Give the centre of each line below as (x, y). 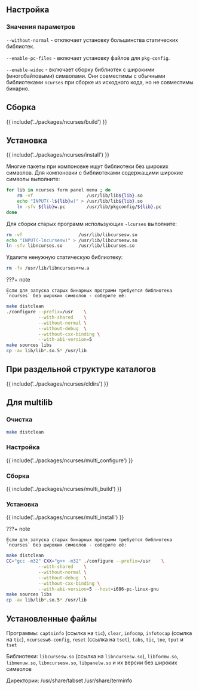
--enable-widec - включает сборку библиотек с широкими (80, 69)
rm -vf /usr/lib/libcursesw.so (72, 235)
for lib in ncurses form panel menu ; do (59, 190)
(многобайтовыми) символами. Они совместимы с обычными (86, 76)
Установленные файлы (52, 619)
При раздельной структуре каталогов (81, 369)
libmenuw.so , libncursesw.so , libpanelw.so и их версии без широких (92, 662)
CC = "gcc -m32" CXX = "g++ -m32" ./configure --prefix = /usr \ (85, 561)
